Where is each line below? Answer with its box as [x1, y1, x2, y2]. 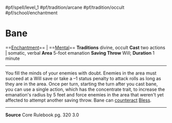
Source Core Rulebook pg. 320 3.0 [5, 112, 79, 118]
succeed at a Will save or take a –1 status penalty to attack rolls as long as [5, 75, 161, 81]
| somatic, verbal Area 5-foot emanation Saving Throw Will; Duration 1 [5, 50, 155, 56]
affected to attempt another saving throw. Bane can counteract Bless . [5, 97, 152, 103]
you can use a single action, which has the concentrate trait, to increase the [5, 86, 165, 92]
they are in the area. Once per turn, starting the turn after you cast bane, [5, 81, 158, 87]
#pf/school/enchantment [5, 10, 58, 16]
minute [5, 55, 20, 61]
